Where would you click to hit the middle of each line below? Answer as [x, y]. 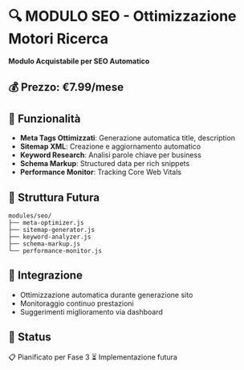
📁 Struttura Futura [54, 197]
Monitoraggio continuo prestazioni [77, 303]
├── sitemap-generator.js [51, 230]
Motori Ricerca [59, 39]
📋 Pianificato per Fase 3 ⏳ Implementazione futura [93, 357]
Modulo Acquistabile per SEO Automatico [79, 61]
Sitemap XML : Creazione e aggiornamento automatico [110, 147]
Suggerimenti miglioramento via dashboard [91, 311]
